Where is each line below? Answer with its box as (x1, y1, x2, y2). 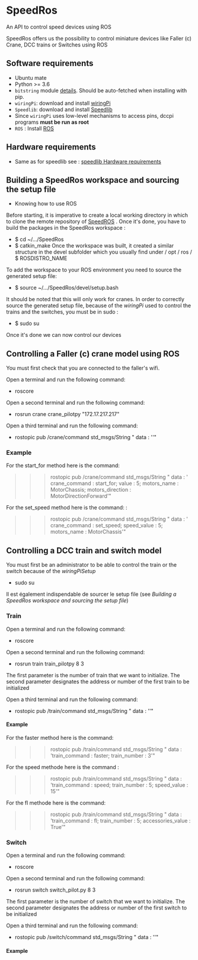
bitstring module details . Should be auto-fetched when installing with (14, 87, 187, 94)
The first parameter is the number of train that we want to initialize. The (6, 671, 180, 678)
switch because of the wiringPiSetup (6, 568, 96, 575)
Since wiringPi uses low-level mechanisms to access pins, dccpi (14, 112, 174, 119)
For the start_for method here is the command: (6, 462, 120, 469)
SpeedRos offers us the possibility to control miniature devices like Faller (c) (6, 35, 191, 42)
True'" (50, 823, 66, 830)
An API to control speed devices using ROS (6, 23, 111, 30)
